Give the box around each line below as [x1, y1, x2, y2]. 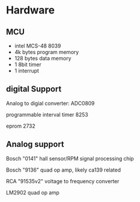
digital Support [6, 84, 62, 94]
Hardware [6, 4, 55, 17]
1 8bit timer [14, 61, 42, 68]
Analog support [6, 139, 64, 149]
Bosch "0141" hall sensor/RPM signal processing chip [6, 155, 134, 162]
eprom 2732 [6, 122, 36, 129]
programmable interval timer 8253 [6, 111, 89, 118]
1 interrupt [14, 67, 39, 74]
